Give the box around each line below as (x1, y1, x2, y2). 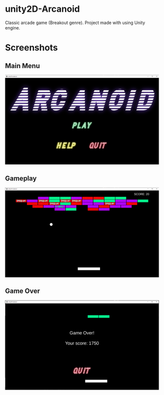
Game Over (5, 287, 41, 295)
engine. (5, 25, 20, 30)
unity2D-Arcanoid (5, 3, 80, 15)
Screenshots (5, 42, 58, 53)
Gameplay (5, 174, 37, 183)
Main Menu (5, 61, 40, 70)
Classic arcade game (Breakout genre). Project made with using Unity (5, 20, 145, 26)
